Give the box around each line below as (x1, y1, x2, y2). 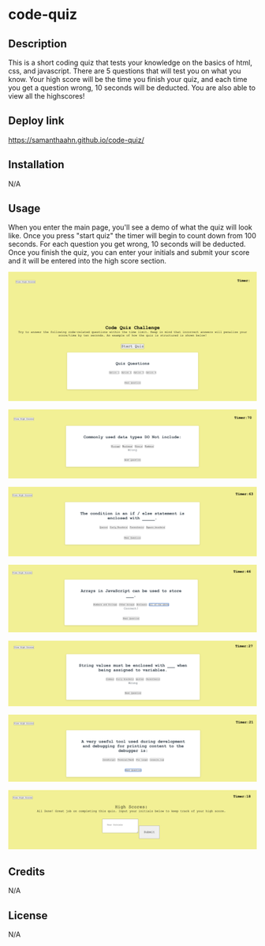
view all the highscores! (8, 92, 85, 100)
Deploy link (8, 114, 65, 128)
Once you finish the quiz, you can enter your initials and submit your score (8, 248, 250, 257)
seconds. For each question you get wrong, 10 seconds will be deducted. (8, 239, 246, 249)
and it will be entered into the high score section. (8, 256, 167, 266)
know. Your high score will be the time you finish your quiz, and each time (8, 75, 248, 84)
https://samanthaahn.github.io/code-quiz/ (8, 135, 144, 144)
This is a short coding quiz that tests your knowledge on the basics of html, (8, 58, 252, 67)
